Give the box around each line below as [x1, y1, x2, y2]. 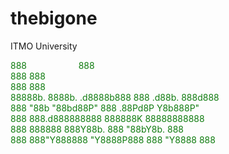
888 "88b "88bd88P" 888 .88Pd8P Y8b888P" [10, 102, 200, 114]
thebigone [10, 7, 98, 30]
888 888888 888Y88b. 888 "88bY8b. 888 [10, 123, 185, 135]
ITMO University [10, 40, 78, 52]
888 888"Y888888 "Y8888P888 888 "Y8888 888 [10, 133, 216, 146]
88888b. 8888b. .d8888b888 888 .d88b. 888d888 [10, 91, 220, 103]
